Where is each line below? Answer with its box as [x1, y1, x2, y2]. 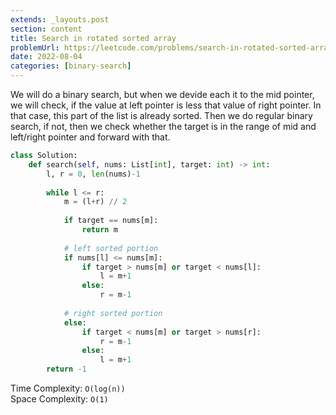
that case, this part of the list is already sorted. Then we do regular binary [10, 110, 313, 121]
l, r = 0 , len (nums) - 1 [46, 169, 141, 179]
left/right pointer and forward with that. [10, 131, 171, 143]
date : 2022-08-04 [10, 52, 83, 62]
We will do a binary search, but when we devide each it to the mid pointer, [10, 89, 315, 100]
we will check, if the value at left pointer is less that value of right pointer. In [10, 99, 322, 111]
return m [81, 225, 118, 235]
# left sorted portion [63, 243, 159, 253]
